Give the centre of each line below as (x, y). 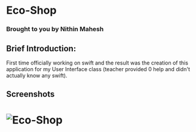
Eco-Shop (31, 10)
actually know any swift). (37, 75)
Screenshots (30, 94)
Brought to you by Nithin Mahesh (55, 29)
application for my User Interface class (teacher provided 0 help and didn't (98, 69)
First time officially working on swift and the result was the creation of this (97, 63)
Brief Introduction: (41, 48)
